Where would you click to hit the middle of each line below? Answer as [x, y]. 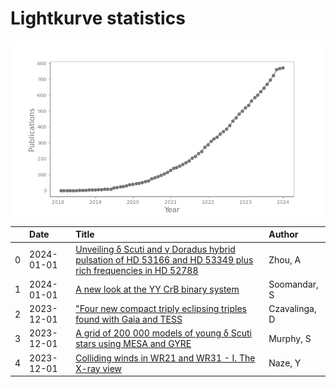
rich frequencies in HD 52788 [137, 270]
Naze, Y [285, 363]
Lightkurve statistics [98, 18]
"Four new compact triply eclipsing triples [161, 309]
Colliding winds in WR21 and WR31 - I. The [165, 358]
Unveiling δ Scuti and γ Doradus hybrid [155, 249]
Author [283, 234]
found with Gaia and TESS [129, 319]
